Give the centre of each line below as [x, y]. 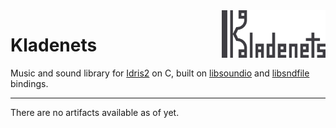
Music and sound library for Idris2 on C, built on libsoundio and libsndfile [160, 73]
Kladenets [54, 45]
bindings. [29, 83]
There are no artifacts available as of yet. [95, 112]
